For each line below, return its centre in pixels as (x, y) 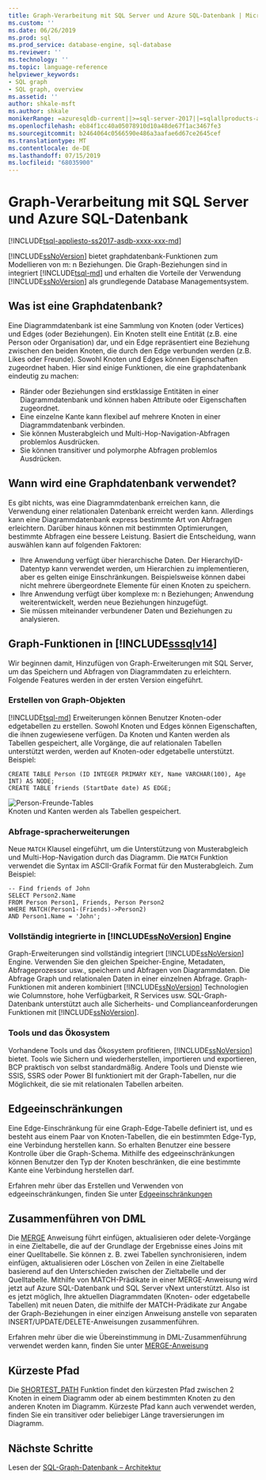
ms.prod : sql (30, 38)
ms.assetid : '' (33, 97)
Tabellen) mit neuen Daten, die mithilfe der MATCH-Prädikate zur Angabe (128, 1305)
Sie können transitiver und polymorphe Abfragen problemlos (118, 450)
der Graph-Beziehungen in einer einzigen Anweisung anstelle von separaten (133, 1314)
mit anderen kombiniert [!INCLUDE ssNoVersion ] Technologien (147, 987)
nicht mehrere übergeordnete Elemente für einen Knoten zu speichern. (135, 585)
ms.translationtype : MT (47, 141)
